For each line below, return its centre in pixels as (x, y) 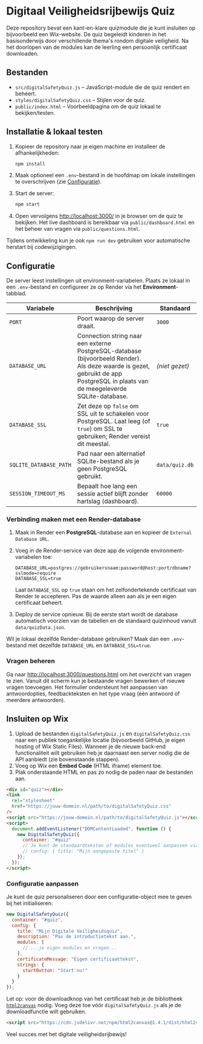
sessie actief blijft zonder (113, 494)
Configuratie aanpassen (43, 883)
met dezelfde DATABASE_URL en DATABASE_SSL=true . (90, 645)
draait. (86, 326)
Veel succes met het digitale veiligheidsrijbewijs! (66, 1034)
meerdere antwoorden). (36, 700)
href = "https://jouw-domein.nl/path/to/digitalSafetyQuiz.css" (92, 807)
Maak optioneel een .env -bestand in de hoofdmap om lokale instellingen (105, 175)
